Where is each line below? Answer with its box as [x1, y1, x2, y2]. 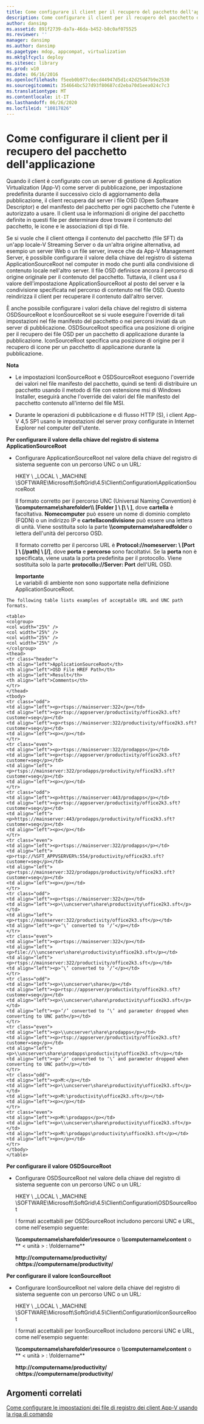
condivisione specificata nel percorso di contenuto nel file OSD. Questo [6, 286, 185, 294]
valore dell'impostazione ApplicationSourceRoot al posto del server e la [6, 280, 185, 287]
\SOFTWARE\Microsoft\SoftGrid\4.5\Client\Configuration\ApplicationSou [15, 479, 197, 486]
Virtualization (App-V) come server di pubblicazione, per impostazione [6, 184, 183, 191]
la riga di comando [6, 1411, 53, 1418]
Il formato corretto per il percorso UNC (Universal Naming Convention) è [15, 497, 197, 505]
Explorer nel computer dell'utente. [15, 424, 101, 431]
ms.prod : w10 [6, 65, 39, 72]
